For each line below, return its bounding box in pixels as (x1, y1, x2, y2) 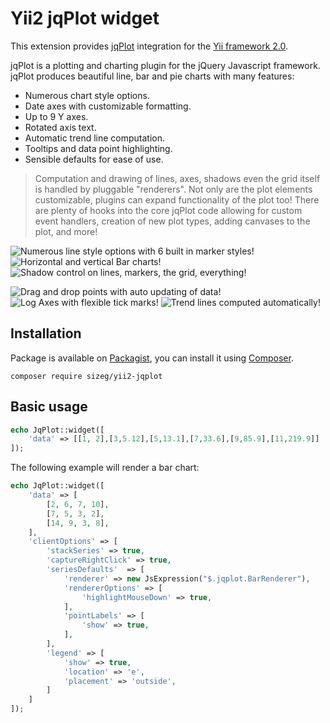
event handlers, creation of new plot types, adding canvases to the (34, 215, 311, 227)
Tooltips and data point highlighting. (24, 142, 173, 154)
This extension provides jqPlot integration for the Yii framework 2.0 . (10, 40, 288, 52)
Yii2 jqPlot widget (10, 7, 160, 30)
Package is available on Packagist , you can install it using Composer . (10, 352, 294, 364)
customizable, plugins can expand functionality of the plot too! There (34, 193, 320, 206)
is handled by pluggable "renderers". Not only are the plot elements (34, 183, 313, 195)
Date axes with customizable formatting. (24, 100, 192, 112)
